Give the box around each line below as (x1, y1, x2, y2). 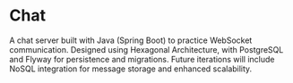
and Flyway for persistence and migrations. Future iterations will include (9, 54, 275, 64)
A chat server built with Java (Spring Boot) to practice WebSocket (9, 35, 253, 46)
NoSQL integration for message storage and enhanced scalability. (9, 63, 253, 74)
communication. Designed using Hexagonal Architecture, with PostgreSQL (9, 44, 284, 54)
